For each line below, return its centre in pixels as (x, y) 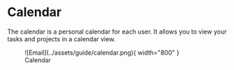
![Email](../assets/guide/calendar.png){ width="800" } (102, 52)
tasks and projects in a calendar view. (61, 38)
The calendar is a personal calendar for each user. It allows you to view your (117, 31)
